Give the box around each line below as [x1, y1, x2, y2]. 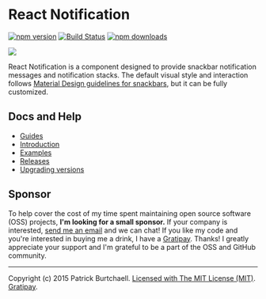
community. [8, 251, 47, 260]
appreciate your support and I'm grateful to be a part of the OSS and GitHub [8, 242, 256, 252]
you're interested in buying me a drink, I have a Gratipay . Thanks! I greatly [8, 233, 249, 243]
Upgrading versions [19, 165, 85, 174]
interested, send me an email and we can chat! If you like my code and [8, 225, 238, 235]
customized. [8, 87, 49, 97]
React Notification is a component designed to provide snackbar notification [8, 62, 257, 71]
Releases [19, 156, 50, 165]
